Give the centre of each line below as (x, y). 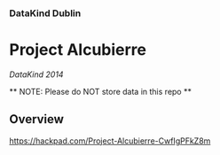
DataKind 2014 (36, 74)
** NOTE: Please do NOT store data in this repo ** (101, 91)
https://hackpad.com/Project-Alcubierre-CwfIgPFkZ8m (110, 141)
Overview (37, 119)
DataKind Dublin (45, 13)
